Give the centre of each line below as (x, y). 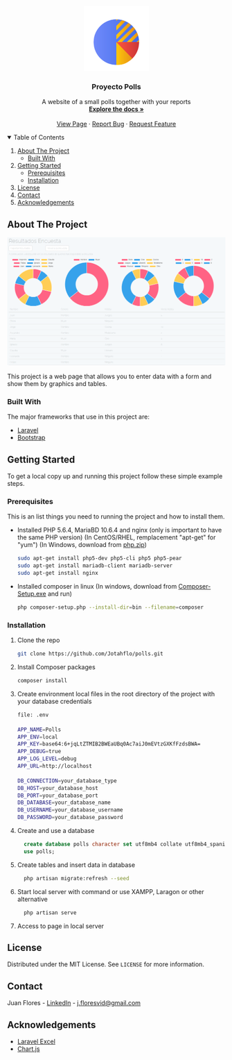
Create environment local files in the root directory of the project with (116, 693)
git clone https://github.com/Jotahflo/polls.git (90, 654)
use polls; (39, 851)
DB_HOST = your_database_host (57, 788)
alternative (33, 899)
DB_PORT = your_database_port (57, 796)
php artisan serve (50, 912)
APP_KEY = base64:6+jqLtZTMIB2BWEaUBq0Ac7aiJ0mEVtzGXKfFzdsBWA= (109, 744)
